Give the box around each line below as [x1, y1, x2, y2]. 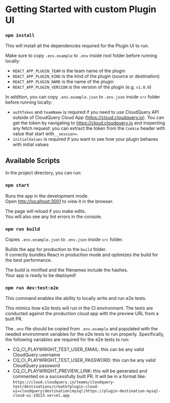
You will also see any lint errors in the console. [5, 213, 103, 220]
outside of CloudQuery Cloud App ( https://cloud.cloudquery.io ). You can [12, 114, 164, 120]
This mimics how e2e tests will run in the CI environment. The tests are [5, 305, 153, 311]
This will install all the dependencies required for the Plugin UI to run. [5, 43, 150, 49]
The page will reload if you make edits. [5, 208, 86, 214]
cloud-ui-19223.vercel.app [12, 393, 70, 398]
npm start [5, 182, 29, 189]
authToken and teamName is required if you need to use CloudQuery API [12, 109, 159, 115]
